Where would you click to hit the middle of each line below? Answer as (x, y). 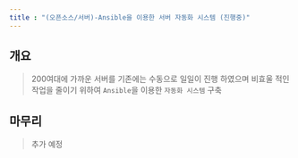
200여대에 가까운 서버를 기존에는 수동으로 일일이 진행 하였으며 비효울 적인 (160, 79)
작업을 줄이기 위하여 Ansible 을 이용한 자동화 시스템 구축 (126, 90)
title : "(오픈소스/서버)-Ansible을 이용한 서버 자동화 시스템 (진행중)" (130, 17)
